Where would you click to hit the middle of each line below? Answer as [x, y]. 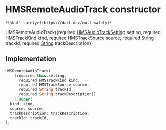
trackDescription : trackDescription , [50, 113]
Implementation [31, 59]
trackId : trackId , [29, 118]
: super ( [24, 99]
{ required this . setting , [40, 75]
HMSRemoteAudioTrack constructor [83, 9]
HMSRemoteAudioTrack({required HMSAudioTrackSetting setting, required [83, 32]
